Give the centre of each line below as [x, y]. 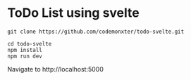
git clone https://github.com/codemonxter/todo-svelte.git [96, 32]
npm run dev [25, 56]
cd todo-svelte [30, 44]
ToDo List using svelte [73, 13]
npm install [25, 50]
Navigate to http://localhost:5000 [56, 69]
